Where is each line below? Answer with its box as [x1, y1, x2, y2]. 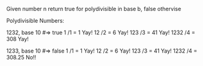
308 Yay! [6, 35, 29, 42]
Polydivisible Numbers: [6, 17, 64, 24]
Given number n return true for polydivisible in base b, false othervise [6, 5, 182, 12]
